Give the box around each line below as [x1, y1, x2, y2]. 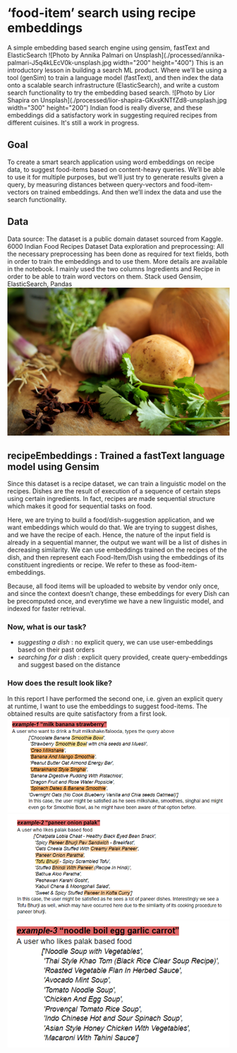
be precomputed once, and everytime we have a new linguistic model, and [7, 597, 224, 606]
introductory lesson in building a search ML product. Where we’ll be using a [7, 66, 227, 74]
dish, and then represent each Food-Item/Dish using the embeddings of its [7, 553, 224, 562]
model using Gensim [7, 461, 100, 473]
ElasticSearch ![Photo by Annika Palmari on [7, 51, 133, 59]
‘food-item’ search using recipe [7, 5, 196, 21]
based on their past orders [17, 645, 95, 654]
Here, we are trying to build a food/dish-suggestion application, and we [7, 516, 215, 524]
